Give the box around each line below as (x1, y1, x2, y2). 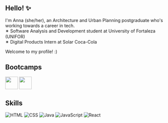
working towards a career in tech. (5, 22, 75, 28)
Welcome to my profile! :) (5, 48, 58, 54)
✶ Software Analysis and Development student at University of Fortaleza (5, 27, 156, 34)
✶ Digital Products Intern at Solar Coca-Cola (5, 38, 97, 44)
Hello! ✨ (5, 4, 31, 12)
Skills (5, 99, 23, 107)
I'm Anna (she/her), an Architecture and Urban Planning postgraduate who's (5, 17, 163, 23)
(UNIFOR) (5, 33, 25, 39)
